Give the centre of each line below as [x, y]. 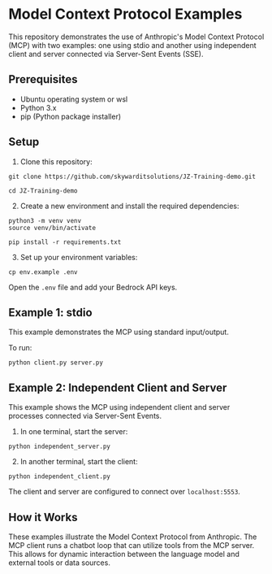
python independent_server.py [60, 447]
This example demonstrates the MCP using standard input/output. [119, 332]
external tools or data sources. [60, 563]
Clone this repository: [56, 161]
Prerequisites [43, 79]
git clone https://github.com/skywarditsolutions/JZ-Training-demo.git [132, 176]
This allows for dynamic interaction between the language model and [124, 554]
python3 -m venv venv [45, 220]
